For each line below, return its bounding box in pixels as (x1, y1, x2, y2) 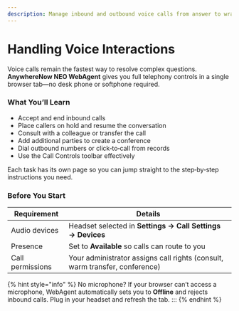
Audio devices (11, 226, 59, 236)
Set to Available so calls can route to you (68, 241, 206, 251)
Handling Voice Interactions (7, 41, 176, 57)
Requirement (14, 209, 59, 219)
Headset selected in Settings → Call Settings (68, 221, 221, 231)
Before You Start (7, 190, 66, 200)
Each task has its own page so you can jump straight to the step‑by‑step (7, 165, 219, 174)
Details (136, 209, 161, 219)
